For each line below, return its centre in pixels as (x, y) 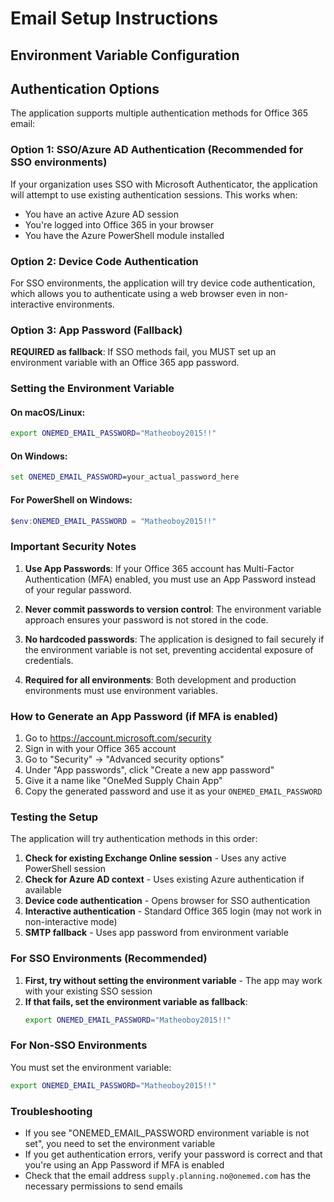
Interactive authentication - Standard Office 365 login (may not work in (173, 911)
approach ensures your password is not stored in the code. (146, 619)
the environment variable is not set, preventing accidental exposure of (169, 649)
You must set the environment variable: (91, 1067)
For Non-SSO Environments (79, 1045)
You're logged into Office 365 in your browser (119, 224)
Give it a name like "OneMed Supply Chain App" (123, 781)
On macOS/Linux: (48, 412)
